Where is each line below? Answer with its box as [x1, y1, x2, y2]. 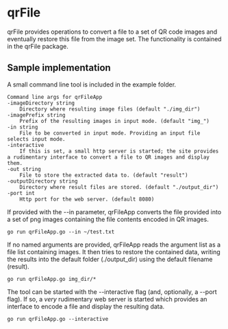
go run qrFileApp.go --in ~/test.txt [7, 228, 115, 235]
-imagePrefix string [7, 111, 66, 118]
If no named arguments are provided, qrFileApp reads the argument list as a [7, 240, 221, 249]
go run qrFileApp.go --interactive [7, 315, 109, 322]
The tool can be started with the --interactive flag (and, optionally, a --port [7, 287, 217, 296]
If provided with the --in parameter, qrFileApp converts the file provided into [7, 207, 222, 216]
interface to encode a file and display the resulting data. [7, 302, 165, 310]
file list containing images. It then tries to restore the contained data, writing [7, 247, 220, 256]
